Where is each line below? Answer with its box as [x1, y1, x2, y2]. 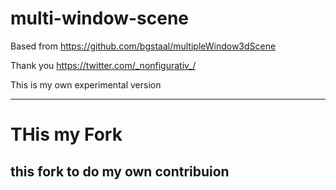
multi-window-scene [10, 7, 190, 30]
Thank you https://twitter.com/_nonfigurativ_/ [10, 59, 197, 71]
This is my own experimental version [10, 78, 162, 91]
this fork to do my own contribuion [10, 163, 230, 180]
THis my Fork [10, 123, 123, 146]
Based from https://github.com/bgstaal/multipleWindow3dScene [10, 40, 277, 52]
